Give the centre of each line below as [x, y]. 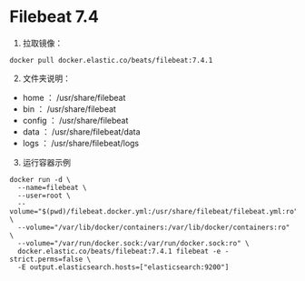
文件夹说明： [46, 78]
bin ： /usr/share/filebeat [69, 109]
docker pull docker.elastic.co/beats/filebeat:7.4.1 [111, 60]
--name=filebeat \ [53, 187]
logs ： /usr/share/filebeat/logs [81, 143]
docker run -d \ [40, 179]
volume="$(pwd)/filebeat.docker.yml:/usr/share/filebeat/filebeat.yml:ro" [154, 211]
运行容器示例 [46, 162]
